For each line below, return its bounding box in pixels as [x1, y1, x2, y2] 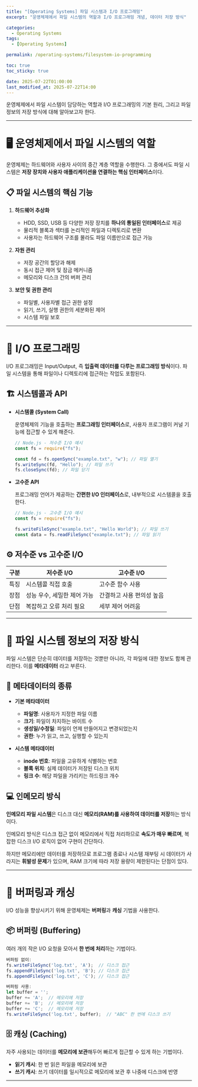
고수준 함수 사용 [99, 580, 141, 588]
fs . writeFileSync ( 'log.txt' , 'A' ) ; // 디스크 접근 [6, 962, 130, 968]
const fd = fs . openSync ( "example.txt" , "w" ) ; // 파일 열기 [14, 456, 158, 462]
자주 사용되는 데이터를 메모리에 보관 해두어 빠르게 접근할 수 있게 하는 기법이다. [6, 1048, 184, 1056]
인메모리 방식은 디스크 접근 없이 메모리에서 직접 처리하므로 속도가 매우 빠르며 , [6, 830, 184, 838]
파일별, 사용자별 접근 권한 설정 [23, 299, 93, 306]
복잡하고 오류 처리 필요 [25, 602, 85, 610]
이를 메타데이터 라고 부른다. [23, 662, 87, 669]
